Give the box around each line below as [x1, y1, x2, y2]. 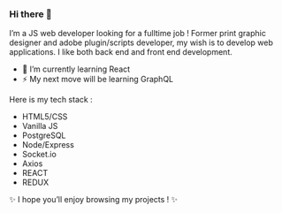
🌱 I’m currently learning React [21, 64, 131, 74]
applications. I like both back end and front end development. [9, 47, 232, 57]
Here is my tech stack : [9, 95, 93, 105]
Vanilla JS [21, 121, 58, 132]
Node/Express [21, 140, 75, 150]
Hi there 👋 [9, 8, 53, 20]
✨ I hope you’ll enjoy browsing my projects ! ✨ [9, 194, 179, 205]
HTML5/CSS [21, 111, 68, 122]
